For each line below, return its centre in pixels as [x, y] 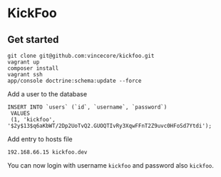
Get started [33, 40]
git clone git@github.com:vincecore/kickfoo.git [81, 56]
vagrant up [24, 62]
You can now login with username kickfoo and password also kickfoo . [110, 165]
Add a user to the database [47, 94]
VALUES [20, 113]
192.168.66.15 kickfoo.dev [47, 152]
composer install [33, 69]
